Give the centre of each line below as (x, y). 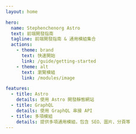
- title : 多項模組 (32, 116)
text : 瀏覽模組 (38, 72)
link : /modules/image (48, 78)
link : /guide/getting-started (58, 61)
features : (18, 89)
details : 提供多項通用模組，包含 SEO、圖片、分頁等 (73, 122)
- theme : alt (32, 67)
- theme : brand (35, 50)
